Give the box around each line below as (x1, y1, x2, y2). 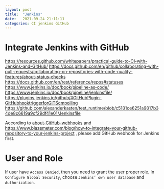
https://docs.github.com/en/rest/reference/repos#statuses (5, 79, 123, 85)
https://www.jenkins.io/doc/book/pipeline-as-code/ (5, 84, 109, 90)
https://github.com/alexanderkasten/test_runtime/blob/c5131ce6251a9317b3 (5, 105, 159, 111)
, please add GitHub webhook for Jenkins (75, 131, 160, 136)
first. (5, 135, 15, 141)
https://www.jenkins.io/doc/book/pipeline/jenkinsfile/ (5, 89, 113, 96)
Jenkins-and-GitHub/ (5, 63, 48, 69)
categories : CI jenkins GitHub (5, 21, 69, 26)
